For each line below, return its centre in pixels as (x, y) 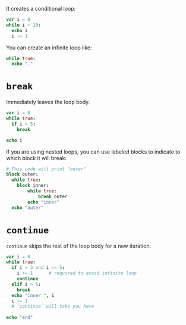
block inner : (33, 186)
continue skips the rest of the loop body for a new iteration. (79, 246)
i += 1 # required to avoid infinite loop (77, 273)
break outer (53, 196)
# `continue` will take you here (53, 307)
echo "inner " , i (33, 295)
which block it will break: (37, 158)
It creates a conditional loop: (41, 9)
